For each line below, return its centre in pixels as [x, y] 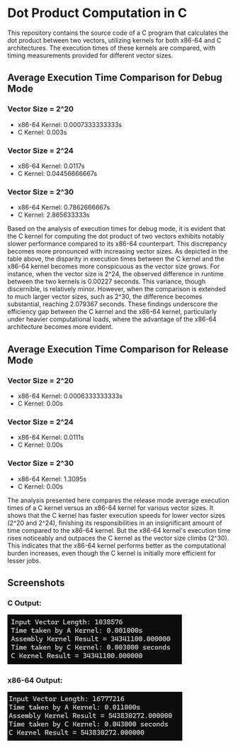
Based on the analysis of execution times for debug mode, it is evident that [116, 229]
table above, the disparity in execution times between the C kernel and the [116, 259]
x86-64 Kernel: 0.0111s [51, 438]
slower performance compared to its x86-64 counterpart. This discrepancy [117, 244]
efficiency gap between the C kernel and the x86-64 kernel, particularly [112, 312]
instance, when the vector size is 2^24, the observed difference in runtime [116, 274]
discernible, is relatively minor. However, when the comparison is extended [117, 289]
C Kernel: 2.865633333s [53, 215]
